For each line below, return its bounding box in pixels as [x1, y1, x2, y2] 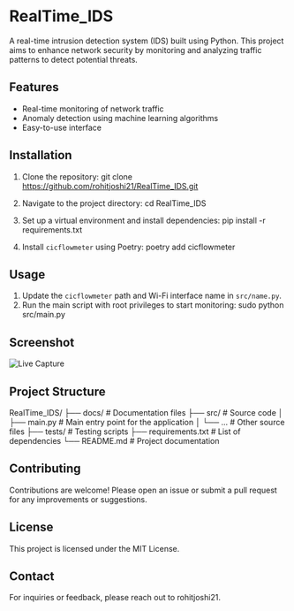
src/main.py [21, 309, 66, 320]
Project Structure [9, 384, 106, 399]
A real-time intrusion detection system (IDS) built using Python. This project [9, 35, 284, 46]
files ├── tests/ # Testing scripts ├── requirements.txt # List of [9, 426, 241, 437]
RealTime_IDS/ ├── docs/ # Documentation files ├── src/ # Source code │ [9, 408, 284, 417]
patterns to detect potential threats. [9, 54, 139, 65]
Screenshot [9, 334, 75, 350]
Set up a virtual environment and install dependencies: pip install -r [21, 215, 267, 225]
